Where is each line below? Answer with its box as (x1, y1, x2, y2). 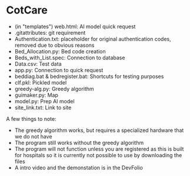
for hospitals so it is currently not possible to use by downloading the (14, 151, 182, 158)
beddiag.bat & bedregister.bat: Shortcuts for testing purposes (14, 73, 164, 80)
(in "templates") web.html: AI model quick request (14, 23, 136, 30)
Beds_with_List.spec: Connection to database (14, 54, 125, 61)
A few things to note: (6, 115, 57, 122)
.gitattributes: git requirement (14, 29, 86, 36)
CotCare (6, 4, 48, 17)
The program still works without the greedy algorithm (14, 139, 144, 146)
